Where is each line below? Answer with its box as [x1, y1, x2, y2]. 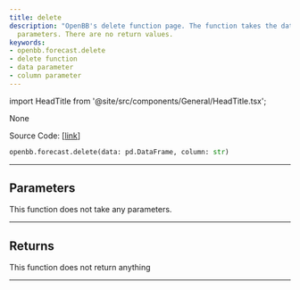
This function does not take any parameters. [9, 204, 172, 215]
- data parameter [9, 63, 74, 72]
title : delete [9, 12, 62, 22]
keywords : [9, 37, 46, 47]
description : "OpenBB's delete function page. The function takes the [9, 21, 278, 30]
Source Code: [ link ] [9, 130, 81, 141]
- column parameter [9, 71, 82, 80]
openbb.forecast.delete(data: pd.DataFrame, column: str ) [9, 147, 229, 156]
